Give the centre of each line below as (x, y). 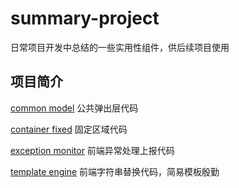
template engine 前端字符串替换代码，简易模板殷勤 (115, 171)
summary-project (85, 18)
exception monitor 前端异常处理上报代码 (92, 150)
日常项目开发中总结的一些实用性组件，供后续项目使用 (120, 47)
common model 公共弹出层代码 (74, 108)
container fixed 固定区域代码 (69, 129)
